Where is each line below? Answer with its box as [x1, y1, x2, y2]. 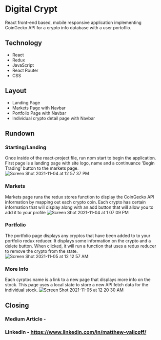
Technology [5, 39, 42, 47]
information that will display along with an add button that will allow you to [5, 204, 154, 210]
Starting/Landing [5, 144, 46, 151]
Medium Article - [5, 316, 46, 322]
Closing [5, 301, 29, 309]
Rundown [5, 129, 35, 138]
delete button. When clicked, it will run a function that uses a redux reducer [5, 243, 157, 249]
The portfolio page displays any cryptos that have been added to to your [5, 233, 151, 239]
